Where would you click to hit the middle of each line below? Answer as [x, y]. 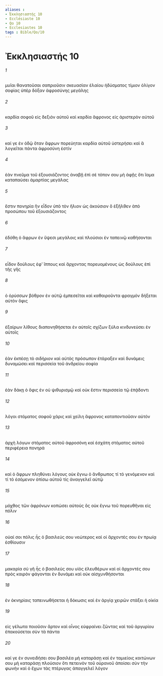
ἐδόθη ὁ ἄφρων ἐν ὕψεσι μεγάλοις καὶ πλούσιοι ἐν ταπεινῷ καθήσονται [78, 238]
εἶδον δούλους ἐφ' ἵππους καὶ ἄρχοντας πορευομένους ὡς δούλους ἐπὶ [78, 264]
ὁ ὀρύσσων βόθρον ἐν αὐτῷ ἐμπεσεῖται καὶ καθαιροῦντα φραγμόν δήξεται [81, 296]
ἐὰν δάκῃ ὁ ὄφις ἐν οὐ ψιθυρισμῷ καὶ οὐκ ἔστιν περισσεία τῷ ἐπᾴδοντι [77, 390]
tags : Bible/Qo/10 [25, 32]
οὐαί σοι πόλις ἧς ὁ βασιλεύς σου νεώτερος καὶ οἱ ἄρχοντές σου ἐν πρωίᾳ [81, 537]
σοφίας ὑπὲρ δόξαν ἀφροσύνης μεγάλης [47, 90]
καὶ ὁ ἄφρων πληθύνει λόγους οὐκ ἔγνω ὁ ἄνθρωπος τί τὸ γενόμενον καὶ [80, 474]
